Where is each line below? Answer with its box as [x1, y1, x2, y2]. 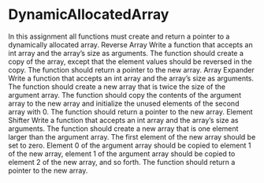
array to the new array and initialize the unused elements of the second [8, 99, 240, 108]
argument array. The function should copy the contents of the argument [8, 90, 242, 99]
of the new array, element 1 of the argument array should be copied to [8, 148, 236, 159]
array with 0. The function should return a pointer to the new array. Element [8, 106, 254, 116]
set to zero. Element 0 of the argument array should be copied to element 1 [8, 140, 251, 150]
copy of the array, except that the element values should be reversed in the [8, 57, 252, 66]
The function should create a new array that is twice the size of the [8, 81, 226, 91]
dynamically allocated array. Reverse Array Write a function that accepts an [8, 39, 254, 49]
